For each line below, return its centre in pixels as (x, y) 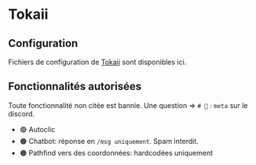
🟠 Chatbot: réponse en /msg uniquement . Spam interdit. (109, 141)
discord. (22, 113)
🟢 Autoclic (37, 129)
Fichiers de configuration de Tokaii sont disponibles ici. (97, 62)
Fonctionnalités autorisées (75, 86)
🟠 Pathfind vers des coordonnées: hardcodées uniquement (116, 152)
